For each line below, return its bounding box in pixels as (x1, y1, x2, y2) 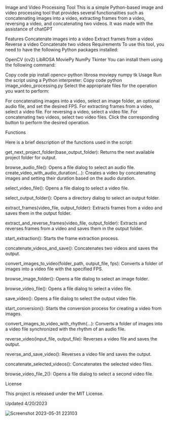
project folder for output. (5, 155, 57, 160)
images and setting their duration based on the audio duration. (5, 175, 136, 181)
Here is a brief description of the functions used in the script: (5, 139, 133, 145)
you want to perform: (5, 88, 50, 94)
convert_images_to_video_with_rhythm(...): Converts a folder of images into (5, 321, 163, 326)
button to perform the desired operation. (5, 120, 90, 125)
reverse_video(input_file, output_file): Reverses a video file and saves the (5, 336, 157, 342)
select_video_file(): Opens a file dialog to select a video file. (5, 185, 129, 191)
